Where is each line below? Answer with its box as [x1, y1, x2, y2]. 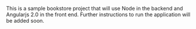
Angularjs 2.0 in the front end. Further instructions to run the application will [6, 11, 191, 18]
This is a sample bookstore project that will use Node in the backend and [6, 5, 183, 12]
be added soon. [6, 17, 44, 24]
